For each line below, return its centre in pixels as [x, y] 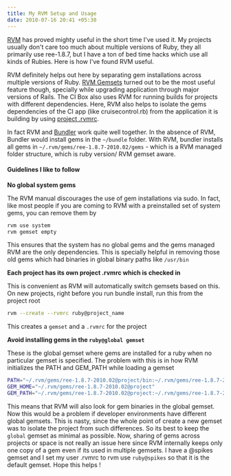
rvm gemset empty [32, 232]
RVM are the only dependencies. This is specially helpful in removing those [113, 252]
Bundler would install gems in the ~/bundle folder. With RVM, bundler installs [115, 139]
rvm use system [29, 225]
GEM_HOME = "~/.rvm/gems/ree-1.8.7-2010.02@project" [81, 387]
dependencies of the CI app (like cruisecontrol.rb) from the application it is [113, 111]
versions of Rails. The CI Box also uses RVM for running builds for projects [112, 96]
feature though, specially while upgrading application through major [103, 89]
